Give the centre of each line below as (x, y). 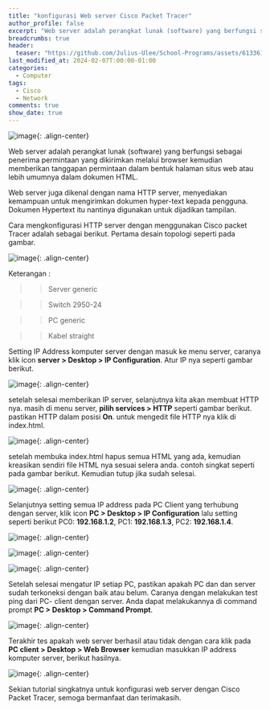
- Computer (34, 76)
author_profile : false (46, 23)
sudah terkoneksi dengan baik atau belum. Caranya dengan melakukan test (133, 593)
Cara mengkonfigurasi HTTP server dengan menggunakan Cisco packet (128, 225)
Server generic (73, 289)
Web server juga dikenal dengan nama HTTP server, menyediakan (118, 193)
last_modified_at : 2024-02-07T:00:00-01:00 (82, 61)
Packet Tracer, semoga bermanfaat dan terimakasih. (95, 698)
